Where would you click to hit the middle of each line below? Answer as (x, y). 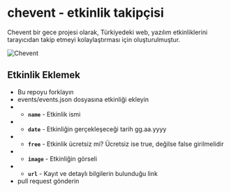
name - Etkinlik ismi (54, 114)
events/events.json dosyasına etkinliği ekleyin (83, 99)
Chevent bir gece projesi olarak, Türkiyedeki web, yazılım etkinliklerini (107, 32)
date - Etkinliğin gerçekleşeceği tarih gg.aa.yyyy (97, 129)
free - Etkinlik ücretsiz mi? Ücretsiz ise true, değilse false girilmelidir (126, 144)
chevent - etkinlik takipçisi (85, 13)
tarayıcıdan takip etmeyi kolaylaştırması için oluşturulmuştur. (94, 39)
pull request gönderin (48, 181)
